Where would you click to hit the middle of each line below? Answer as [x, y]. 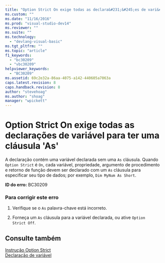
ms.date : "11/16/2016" [28, 19]
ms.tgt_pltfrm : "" [24, 46]
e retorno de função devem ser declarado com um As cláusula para [73, 170]
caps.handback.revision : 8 [33, 87]
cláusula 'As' [32, 146]
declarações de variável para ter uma [82, 136]
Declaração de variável [28, 255]
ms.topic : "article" [26, 51]
